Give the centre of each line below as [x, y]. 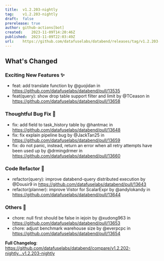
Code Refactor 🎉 [25, 168]
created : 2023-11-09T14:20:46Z [40, 32]
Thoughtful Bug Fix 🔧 [31, 114]
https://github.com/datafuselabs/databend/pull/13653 [66, 223]
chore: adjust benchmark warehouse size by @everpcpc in [71, 228]
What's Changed [31, 61]
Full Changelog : [21, 243]
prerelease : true [23, 23]
